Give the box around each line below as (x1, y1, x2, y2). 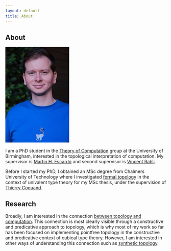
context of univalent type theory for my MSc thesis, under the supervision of (5, 179, 166, 186)
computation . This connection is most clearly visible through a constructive (5, 218, 164, 224)
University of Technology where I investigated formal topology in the (5, 174, 150, 180)
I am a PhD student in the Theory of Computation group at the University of (5, 148, 163, 154)
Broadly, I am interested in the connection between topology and (5, 213, 141, 219)
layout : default (5, 8, 40, 13)
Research (5, 199, 37, 208)
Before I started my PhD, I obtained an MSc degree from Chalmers (5, 168, 144, 174)
